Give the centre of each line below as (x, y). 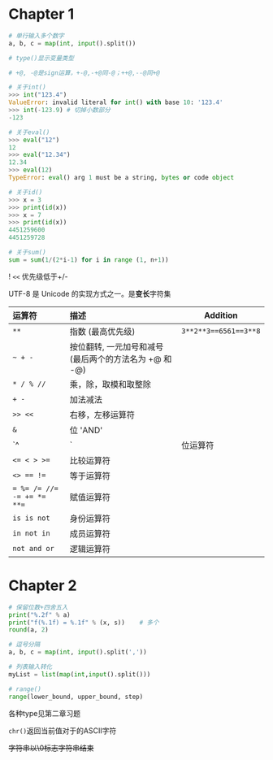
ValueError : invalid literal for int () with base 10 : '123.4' (116, 102)
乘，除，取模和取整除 (110, 384)
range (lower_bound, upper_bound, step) (76, 697)
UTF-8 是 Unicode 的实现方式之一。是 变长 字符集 (90, 293)
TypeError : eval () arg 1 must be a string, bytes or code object (121, 178)
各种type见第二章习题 (45, 713)
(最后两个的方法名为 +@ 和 (121, 358)
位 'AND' (86, 430)
